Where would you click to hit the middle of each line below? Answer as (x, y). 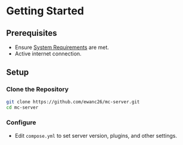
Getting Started (45, 11)
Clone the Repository (38, 90)
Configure (21, 122)
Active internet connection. (48, 54)
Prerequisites (32, 33)
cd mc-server (22, 107)
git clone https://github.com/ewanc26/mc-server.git (73, 102)
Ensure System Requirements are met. (62, 47)
